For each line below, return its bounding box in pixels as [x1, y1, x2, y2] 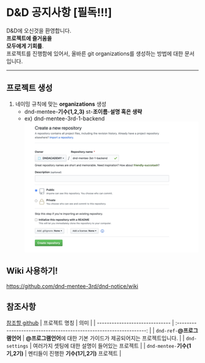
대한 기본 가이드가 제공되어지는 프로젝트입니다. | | [67, 334, 185, 342]
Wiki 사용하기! [6, 266, 58, 276]
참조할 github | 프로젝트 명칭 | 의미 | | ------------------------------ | [6, 319, 174, 326]
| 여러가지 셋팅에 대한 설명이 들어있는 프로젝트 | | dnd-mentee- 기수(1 [29, 342, 192, 349]
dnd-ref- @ [156, 326, 184, 334]
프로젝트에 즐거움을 [6, 34, 52, 42]
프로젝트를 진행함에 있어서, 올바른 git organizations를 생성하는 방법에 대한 [6, 50, 184, 57]
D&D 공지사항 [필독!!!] [6, 5, 112, 20]
